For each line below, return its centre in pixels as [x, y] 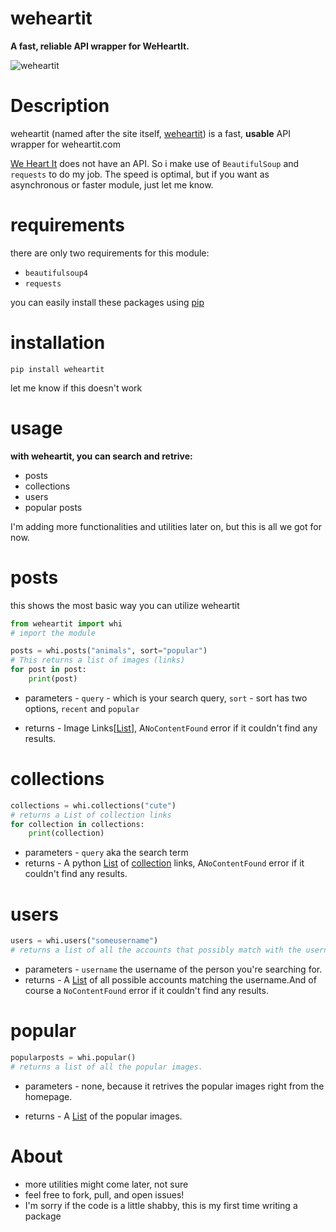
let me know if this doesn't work [76, 388]
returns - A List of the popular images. [103, 1116]
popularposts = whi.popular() [73, 1057]
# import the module [53, 633]
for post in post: [48, 670]
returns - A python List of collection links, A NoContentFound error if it [164, 863]
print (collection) [66, 833]
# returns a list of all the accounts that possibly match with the [156, 950]
